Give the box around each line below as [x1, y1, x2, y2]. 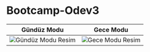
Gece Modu [94, 25, 129, 34]
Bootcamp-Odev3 [6, 4, 100, 18]
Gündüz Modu [21, 25, 64, 34]
